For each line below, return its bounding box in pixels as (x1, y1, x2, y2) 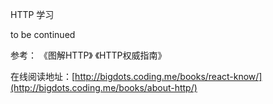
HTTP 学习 (10, 9, 55, 20)
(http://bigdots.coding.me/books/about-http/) (10, 82, 198, 93)
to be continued (10, 29, 76, 40)
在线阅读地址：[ (10, 71, 76, 82)
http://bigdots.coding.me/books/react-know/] (74, 71, 263, 82)
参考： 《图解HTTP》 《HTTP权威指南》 (10, 49, 167, 61)
